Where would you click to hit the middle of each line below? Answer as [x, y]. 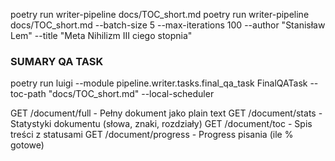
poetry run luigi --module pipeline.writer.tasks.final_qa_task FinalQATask [159, 83]
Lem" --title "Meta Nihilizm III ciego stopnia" [101, 35]
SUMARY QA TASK [57, 61]
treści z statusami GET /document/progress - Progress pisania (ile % [152, 135]
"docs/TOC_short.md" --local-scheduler [131, 94]
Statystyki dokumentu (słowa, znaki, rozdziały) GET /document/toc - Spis [161, 124]
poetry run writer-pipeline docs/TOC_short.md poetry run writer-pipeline [160, 14]
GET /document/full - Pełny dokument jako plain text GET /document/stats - [166, 113]
